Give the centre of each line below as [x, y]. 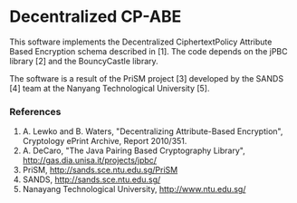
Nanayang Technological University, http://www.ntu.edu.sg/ [134, 189]
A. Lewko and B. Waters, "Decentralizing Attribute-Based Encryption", [153, 131]
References [35, 111]
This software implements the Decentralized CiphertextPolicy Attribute [141, 42]
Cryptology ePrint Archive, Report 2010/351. [105, 141]
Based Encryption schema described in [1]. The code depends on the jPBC [148, 51]
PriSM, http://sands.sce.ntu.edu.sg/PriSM [100, 170]
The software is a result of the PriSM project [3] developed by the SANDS [146, 78]
